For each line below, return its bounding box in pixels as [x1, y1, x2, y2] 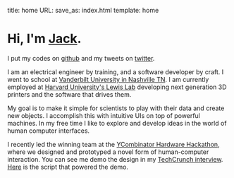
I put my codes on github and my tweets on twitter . [7, 54, 155, 62]
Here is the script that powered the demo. [7, 162, 129, 171]
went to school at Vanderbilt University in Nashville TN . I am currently [7, 75, 209, 83]
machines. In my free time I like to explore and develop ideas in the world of [7, 119, 227, 127]
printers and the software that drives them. [7, 90, 132, 98]
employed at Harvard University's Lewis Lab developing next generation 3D [7, 83, 227, 91]
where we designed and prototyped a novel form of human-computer [7, 148, 209, 156]
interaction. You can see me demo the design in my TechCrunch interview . [7, 155, 223, 163]
